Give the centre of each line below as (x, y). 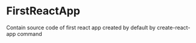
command (30, 33)
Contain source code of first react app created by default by (81, 27)
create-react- (173, 27)
